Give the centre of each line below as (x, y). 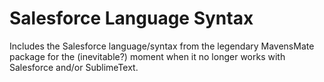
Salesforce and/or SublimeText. (74, 67)
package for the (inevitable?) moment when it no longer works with (147, 56)
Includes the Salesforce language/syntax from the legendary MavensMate (162, 46)
